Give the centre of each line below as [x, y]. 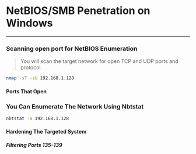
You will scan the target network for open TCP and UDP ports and [99, 61]
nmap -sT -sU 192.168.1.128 [40, 78]
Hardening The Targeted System [46, 132]
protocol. [31, 68]
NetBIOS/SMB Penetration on [78, 11]
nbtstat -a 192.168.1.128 [37, 118]
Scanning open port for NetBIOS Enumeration [72, 48]
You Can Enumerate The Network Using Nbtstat [75, 106]
